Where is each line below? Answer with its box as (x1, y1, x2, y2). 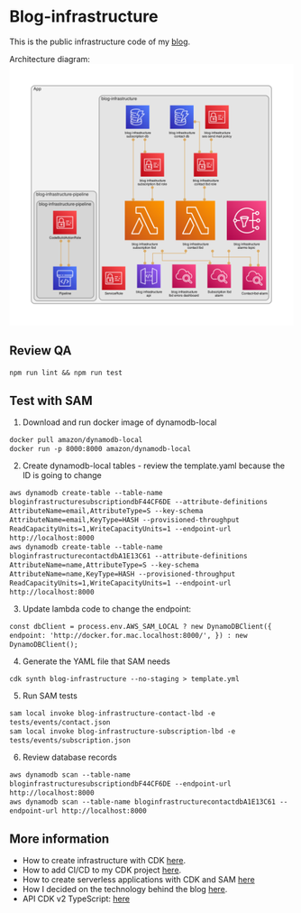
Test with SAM (9, 392, 93, 408)
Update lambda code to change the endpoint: (22, 604, 192, 614)
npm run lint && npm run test (9, 368, 123, 378)
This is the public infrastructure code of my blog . (9, 36, 191, 47)
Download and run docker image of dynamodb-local (22, 417, 217, 428)
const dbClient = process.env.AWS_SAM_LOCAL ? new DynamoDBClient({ (9, 622, 272, 632)
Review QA (9, 343, 72, 358)
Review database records (22, 752, 117, 763)
